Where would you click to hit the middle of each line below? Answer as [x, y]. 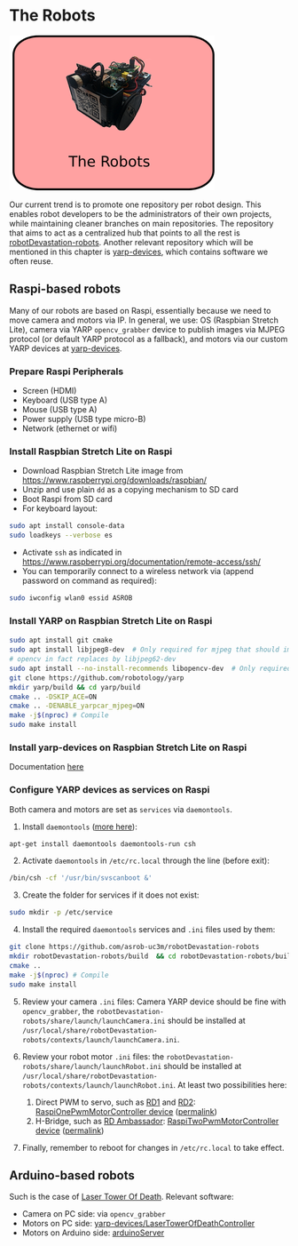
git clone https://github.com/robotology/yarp [97, 678]
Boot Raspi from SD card [67, 499]
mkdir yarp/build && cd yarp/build [75, 687]
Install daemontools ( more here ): [79, 827]
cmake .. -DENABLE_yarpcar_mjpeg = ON [77, 706]
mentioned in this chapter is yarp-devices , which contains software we [139, 252]
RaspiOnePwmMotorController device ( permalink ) [126, 1111]
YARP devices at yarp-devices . [66, 348]
